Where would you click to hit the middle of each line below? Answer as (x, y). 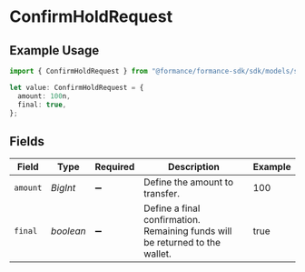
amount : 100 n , (44, 96)
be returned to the (182, 243)
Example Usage (54, 50)
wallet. (158, 254)
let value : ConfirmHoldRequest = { (77, 87)
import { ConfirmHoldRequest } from (79, 71)
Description (194, 167)
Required (115, 167)
